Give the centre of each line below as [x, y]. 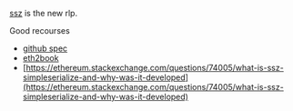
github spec [45, 48]
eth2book [40, 58]
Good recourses [40, 30]
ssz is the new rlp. [44, 13]
